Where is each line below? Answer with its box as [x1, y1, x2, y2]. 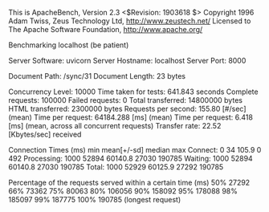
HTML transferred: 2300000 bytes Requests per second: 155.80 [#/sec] [8, 104, 247, 113]
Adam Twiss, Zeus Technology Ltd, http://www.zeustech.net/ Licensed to [8, 16, 251, 26]
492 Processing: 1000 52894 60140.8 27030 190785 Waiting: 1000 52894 [8, 153, 253, 163]
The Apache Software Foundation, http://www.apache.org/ [8, 25, 203, 34]
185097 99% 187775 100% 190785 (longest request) [8, 195, 181, 204]
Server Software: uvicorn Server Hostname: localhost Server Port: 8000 [8, 56, 247, 65]
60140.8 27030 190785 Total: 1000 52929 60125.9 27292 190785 [8, 162, 224, 172]
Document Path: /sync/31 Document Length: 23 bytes [8, 71, 186, 80]
